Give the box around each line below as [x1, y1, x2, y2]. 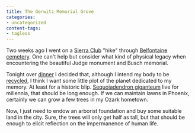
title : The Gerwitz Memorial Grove [6, 8, 94, 15]
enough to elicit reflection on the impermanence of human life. [6, 120, 159, 127]
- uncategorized [6, 20, 46, 25]
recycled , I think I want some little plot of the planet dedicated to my [6, 77, 172, 85]
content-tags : [6, 25, 41, 31]
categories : [6, 14, 36, 20]
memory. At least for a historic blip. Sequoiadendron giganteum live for [6, 83, 179, 90]
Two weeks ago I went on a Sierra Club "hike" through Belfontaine [6, 47, 168, 54]
